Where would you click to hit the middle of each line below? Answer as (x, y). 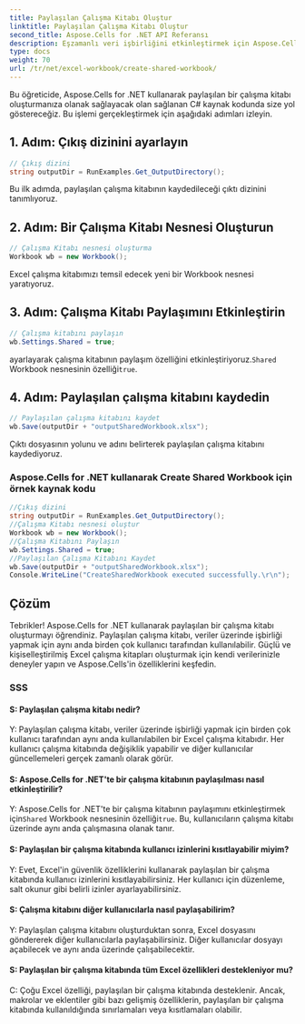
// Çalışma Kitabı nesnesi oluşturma (81, 248)
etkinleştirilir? (36, 788)
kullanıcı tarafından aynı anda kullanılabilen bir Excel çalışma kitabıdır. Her (147, 739)
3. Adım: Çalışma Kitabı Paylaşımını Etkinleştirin (148, 312)
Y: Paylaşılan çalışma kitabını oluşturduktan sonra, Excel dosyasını (133, 929)
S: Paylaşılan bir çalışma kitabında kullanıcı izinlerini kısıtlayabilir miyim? (149, 849)
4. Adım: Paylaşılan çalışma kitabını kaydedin (140, 397)
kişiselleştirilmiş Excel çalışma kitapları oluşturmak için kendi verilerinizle (145, 655)
